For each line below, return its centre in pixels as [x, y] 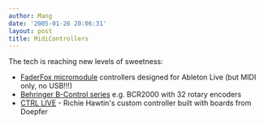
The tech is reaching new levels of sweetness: [86, 62]
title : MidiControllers [49, 38]
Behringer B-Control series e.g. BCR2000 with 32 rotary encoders [131, 95]
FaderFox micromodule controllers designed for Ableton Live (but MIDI [138, 77]
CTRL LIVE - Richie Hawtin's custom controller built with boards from [136, 103]
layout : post [30, 31]
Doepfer [34, 112]
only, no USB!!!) [46, 86]
